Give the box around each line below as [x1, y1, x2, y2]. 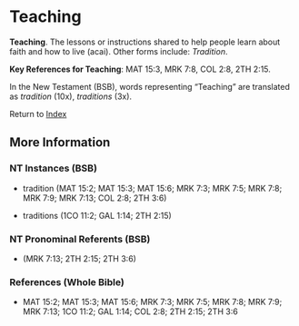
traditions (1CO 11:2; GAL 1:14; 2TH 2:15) [22, 210, 173, 221]
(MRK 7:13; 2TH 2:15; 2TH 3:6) [22, 252, 136, 264]
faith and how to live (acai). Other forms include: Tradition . [9, 45, 228, 56]
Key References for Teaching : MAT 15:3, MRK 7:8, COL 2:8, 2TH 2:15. [9, 64, 271, 74]
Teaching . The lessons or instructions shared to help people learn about [9, 36, 281, 47]
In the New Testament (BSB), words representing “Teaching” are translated [9, 81, 291, 92]
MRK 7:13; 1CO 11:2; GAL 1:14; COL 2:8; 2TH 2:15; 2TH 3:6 [22, 306, 238, 317]
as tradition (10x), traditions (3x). [9, 91, 133, 102]
